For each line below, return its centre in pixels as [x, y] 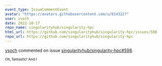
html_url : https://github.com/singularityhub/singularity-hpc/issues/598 [81, 32]
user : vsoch [17, 18]
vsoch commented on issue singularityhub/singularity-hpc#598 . [69, 50]
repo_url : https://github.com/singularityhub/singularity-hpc [69, 37]
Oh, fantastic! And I [21, 59]
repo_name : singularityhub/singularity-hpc [50, 28]
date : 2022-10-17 [23, 23]
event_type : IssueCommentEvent [37, 9]
